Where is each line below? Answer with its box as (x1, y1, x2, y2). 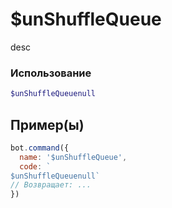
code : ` (19, 161, 52, 172)
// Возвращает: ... (10, 180, 92, 190)
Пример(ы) (10, 116, 85, 133)
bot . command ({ (10, 143, 70, 153)
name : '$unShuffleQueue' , (19, 152, 128, 162)
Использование (10, 66, 92, 80)
